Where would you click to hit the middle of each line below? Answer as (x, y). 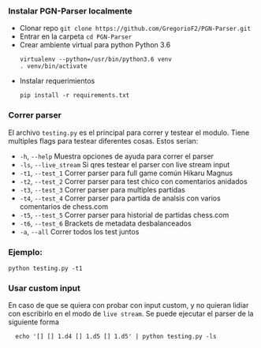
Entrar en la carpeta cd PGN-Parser (76, 36)
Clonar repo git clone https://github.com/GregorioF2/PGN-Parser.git (135, 28)
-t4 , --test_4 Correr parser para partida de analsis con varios (120, 198)
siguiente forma (34, 322)
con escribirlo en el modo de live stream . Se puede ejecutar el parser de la (131, 314)
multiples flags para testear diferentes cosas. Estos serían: (103, 140)
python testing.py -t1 (45, 268)
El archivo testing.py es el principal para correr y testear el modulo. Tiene (129, 133)
